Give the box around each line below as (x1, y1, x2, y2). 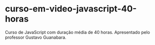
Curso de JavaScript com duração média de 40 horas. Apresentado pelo (5, 29, 150, 35)
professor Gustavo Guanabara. (5, 34, 67, 40)
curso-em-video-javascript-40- (5, 3, 137, 14)
